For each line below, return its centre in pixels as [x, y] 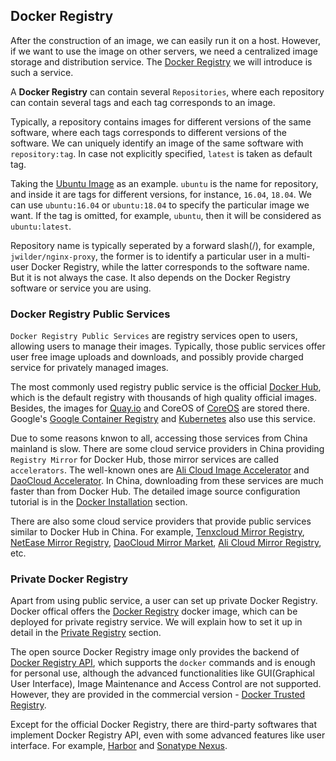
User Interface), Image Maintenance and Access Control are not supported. [166, 684]
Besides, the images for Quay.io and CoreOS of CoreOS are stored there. [160, 408]
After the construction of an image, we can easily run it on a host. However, [165, 40]
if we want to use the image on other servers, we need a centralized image [164, 51]
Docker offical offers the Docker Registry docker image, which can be [154, 611]
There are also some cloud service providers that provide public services [161, 521]
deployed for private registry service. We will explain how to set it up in [156, 622]
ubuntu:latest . [41, 226]
